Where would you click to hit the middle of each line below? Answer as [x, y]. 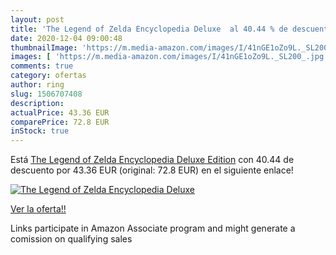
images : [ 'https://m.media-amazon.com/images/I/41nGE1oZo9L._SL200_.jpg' [169, 57]
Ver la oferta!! [38, 209]
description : [37, 103]
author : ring [37, 85]
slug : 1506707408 [46, 94]
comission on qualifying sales [71, 239]
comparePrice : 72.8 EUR [60, 122]
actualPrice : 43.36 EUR [60, 112]
